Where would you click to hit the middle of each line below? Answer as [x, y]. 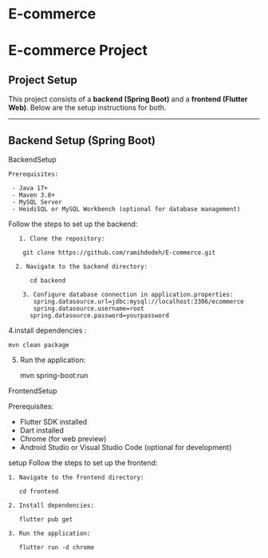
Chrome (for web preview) [63, 439]
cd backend [47, 281]
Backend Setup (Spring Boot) [82, 140]
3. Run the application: [49, 533]
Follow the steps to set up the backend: [73, 224]
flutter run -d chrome [56, 548]
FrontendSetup [33, 391]
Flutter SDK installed [53, 422]
